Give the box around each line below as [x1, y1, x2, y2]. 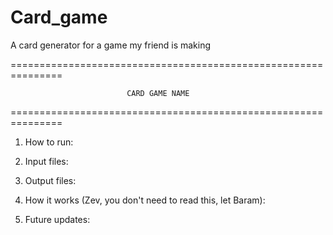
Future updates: [24, 213, 91, 225]
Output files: [24, 174, 77, 186]
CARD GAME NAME [126, 88, 190, 98]
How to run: [24, 136, 74, 148]
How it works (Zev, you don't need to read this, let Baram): [24, 194, 266, 206]
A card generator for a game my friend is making [10, 39, 212, 51]
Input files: [24, 155, 69, 167]
